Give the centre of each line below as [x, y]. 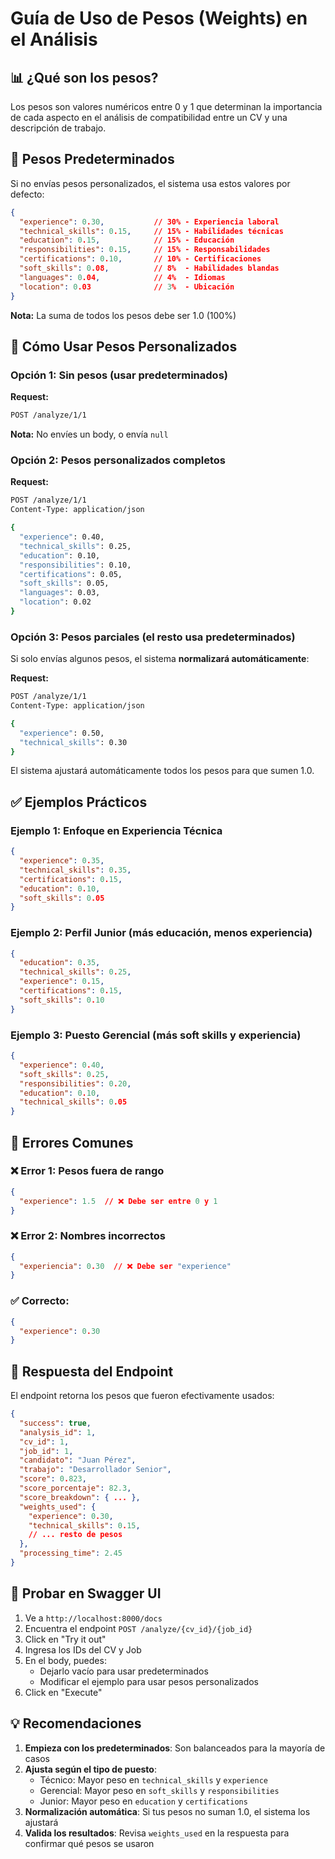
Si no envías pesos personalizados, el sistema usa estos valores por [150, 183]
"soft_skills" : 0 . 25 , [64, 1074]
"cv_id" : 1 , [44, 1442]
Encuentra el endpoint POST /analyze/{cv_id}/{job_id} [138, 1628]
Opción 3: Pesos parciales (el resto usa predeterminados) [153, 637]
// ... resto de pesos [75, 1535]
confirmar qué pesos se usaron [89, 1843]
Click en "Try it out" [65, 1639]
